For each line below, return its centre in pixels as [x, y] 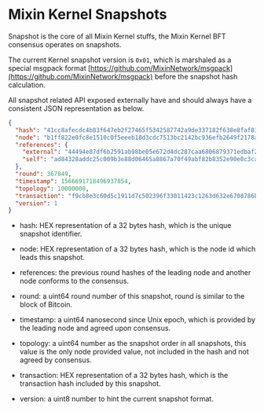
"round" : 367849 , [44, 174]
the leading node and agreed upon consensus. [95, 328]
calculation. [27, 85]
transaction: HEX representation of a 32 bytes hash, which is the [124, 376]
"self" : [35, 160]
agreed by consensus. [55, 360]
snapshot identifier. [51, 234]
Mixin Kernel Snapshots [88, 15]
